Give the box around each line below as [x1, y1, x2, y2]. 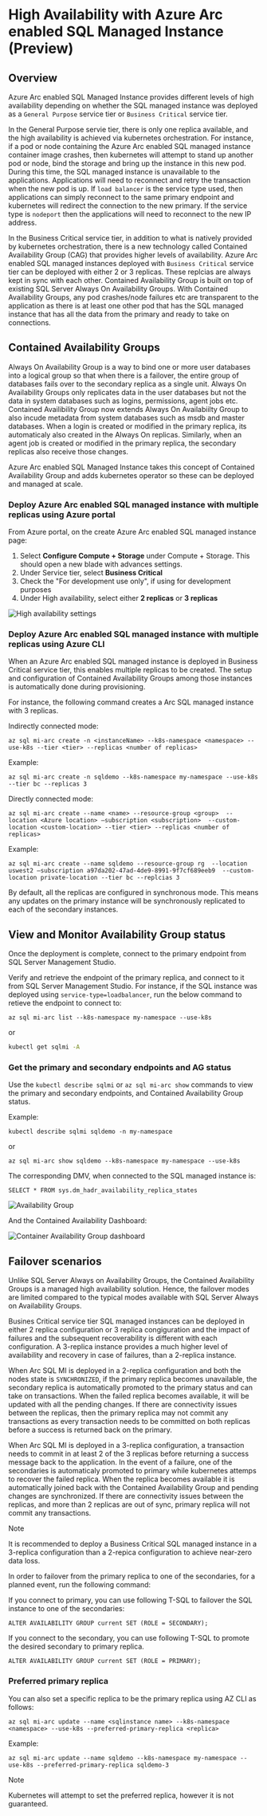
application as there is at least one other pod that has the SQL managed [8, 301, 244, 310]
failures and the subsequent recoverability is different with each [8, 1333, 218, 1343]
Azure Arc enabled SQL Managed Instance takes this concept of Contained [8, 462, 255, 472]
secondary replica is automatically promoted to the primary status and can [8, 1383, 253, 1392]
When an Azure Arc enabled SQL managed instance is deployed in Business [8, 657, 258, 666]
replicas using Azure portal [8, 508, 116, 520]
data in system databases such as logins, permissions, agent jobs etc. [8, 396, 238, 406]
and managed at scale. [8, 479, 84, 488]
